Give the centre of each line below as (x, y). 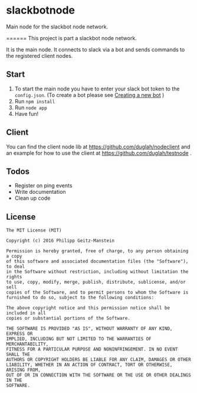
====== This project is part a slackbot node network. (71, 38)
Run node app (31, 108)
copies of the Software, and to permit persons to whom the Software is (97, 293)
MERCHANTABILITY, (27, 344)
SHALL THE (18, 355)
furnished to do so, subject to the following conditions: (80, 298)
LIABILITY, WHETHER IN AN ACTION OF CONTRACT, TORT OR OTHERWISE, (89, 365)
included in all (26, 313)
